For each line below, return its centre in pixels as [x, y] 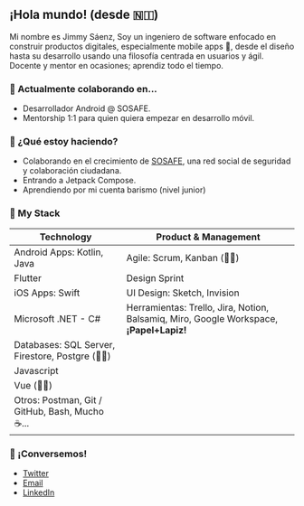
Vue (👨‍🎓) [33, 385]
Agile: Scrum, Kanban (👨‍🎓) [183, 258]
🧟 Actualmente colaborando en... [84, 89]
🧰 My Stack [35, 213]
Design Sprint [155, 277]
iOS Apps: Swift [47, 293]
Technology [66, 237]
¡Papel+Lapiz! [157, 330]
